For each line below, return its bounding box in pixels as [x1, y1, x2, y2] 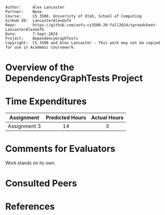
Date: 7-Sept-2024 [5, 32, 58, 37]
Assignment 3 [8, 122, 41, 130]
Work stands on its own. [5, 160, 56, 166]
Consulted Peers [5, 178, 77, 189]
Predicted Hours [45, 114, 86, 121]
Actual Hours [91, 114, 124, 121]
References [5, 201, 55, 212]
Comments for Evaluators [5, 143, 116, 155]
